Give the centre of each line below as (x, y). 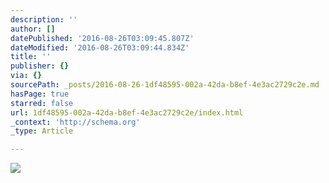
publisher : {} (40, 66)
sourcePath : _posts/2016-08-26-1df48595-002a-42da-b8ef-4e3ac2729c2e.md (165, 85)
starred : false (42, 103)
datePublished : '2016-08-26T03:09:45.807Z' (102, 38)
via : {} (26, 76)
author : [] (33, 29)
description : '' (44, 19)
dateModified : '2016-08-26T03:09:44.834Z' (100, 47)
